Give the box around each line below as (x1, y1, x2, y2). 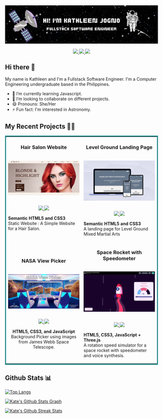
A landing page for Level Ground (83, 226, 148, 231)
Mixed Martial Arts (83, 231, 120, 237)
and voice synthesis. (83, 353, 125, 359)
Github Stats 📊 (5, 374, 52, 382)
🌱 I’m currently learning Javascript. (12, 90, 82, 96)
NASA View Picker (21, 258, 66, 264)
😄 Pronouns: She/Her (12, 101, 56, 107)
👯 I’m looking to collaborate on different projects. (12, 96, 110, 102)
